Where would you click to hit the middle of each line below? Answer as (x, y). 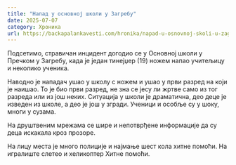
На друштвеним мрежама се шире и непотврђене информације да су (112, 125)
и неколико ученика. (38, 68)
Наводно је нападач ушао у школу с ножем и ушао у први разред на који (117, 82)
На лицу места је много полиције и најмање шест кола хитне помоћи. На (117, 146)
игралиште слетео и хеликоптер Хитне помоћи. (79, 154)
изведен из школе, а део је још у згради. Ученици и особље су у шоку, (113, 104)
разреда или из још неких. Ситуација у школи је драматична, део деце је (117, 97)
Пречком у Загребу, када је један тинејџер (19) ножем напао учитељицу (116, 61)
